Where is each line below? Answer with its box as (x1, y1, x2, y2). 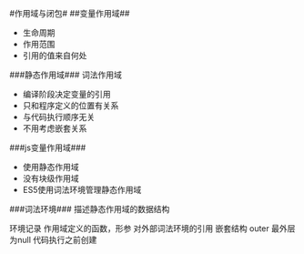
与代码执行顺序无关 (22, 112, 96, 122)
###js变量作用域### (9, 142, 86, 153)
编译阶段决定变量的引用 (22, 89, 111, 99)
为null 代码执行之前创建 (9, 235, 97, 245)
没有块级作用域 (22, 173, 79, 184)
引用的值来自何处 (22, 50, 87, 61)
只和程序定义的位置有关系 (22, 100, 119, 111)
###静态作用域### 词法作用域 (9, 69, 123, 80)
